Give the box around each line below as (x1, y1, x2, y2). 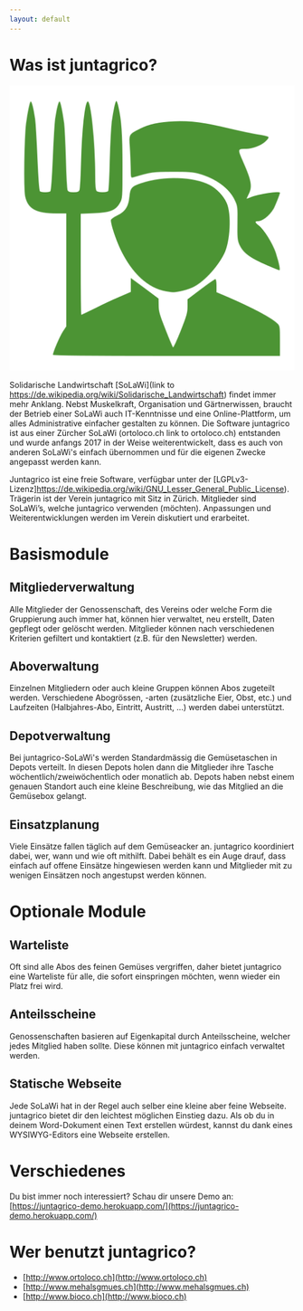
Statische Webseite (9, 1077, 122, 1092)
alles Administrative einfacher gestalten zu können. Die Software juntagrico (9, 417, 290, 429)
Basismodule (9, 544, 109, 565)
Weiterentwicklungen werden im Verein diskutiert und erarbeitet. (9, 512, 251, 523)
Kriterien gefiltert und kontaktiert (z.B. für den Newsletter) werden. (9, 632, 258, 643)
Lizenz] (9, 483, 38, 494)
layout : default (9, 14, 71, 24)
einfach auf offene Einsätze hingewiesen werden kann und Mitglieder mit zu (9, 860, 292, 870)
